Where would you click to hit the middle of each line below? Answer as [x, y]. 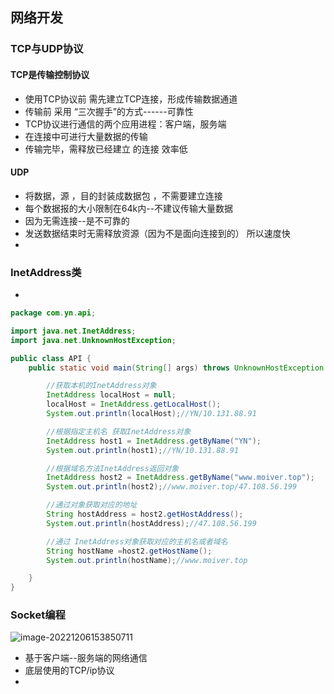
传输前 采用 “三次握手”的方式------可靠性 [109, 111]
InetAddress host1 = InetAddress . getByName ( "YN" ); [154, 441]
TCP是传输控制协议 [50, 74]
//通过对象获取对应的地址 [92, 505]
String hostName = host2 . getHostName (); [129, 551]
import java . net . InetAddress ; [73, 331]
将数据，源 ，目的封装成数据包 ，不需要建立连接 [123, 195]
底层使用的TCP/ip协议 [69, 670]
